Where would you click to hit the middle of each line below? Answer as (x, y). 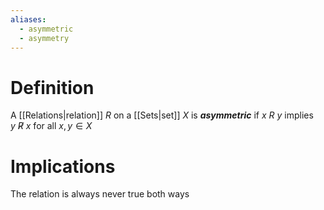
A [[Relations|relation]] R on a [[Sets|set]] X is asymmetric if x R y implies (162, 115)
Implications (63, 166)
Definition (52, 87)
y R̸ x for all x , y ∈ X (51, 126)
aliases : (28, 19)
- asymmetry (44, 38)
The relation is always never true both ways (100, 194)
